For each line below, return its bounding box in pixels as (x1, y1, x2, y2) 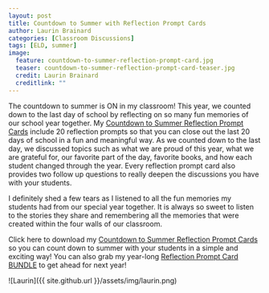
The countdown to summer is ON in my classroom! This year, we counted (8, 101, 251, 111)
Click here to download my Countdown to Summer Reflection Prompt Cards (8, 234, 259, 244)
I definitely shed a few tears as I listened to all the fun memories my (8, 193, 231, 203)
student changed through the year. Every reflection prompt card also (8, 161, 235, 170)
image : (8, 49, 31, 57)
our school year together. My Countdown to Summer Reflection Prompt (8, 118, 244, 128)
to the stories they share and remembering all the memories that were (8, 210, 239, 220)
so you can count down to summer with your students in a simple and (8, 242, 238, 253)
